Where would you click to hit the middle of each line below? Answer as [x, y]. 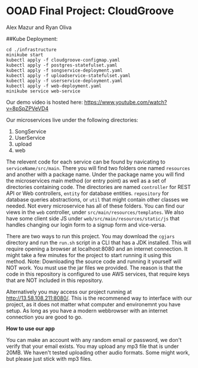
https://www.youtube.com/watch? [126, 102]
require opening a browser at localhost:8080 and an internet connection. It [97, 249]
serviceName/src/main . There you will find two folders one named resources [98, 168]
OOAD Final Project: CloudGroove [90, 11]
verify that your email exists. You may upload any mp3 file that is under [92, 346]
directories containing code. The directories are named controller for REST [98, 187]
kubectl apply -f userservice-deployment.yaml [64, 81]
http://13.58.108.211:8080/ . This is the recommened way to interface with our [99, 298]
